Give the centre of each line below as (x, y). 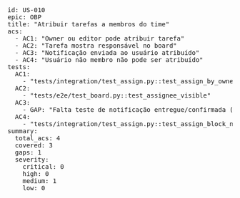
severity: (32, 160)
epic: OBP (24, 17)
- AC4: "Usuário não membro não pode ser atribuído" (109, 60)
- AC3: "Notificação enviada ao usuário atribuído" (107, 53)
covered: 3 (34, 145)
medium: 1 (40, 181)
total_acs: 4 (37, 138)
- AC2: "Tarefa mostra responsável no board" (96, 46)
